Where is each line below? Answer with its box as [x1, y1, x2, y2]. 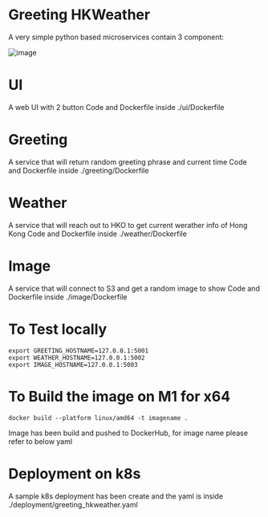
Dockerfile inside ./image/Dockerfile [8, 291, 128, 302]
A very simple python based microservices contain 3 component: [8, 32, 225, 42]
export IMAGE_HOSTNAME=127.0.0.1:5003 [8, 360, 138, 368]
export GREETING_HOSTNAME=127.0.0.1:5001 [8, 347, 149, 355]
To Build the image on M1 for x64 [8, 387, 231, 405]
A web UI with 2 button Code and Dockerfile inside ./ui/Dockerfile [8, 102, 225, 112]
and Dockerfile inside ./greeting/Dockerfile [8, 165, 149, 175]
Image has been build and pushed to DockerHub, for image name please [8, 428, 249, 438]
